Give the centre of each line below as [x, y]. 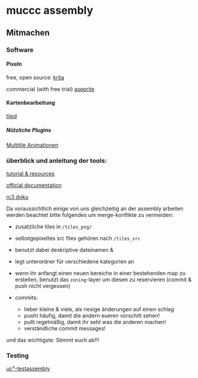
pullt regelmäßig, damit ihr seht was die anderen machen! [95, 322]
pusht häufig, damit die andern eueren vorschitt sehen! [92, 316]
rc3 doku [17, 197]
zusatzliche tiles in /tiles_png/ [53, 227]
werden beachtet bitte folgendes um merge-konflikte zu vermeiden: [90, 215]
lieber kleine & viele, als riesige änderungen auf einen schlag [99, 309]
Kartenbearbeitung [31, 103]
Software [20, 50]
